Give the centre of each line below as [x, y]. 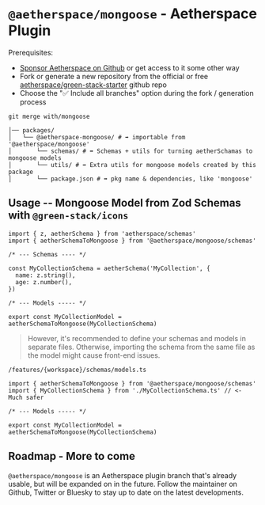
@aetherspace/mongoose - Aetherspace [133, 14]
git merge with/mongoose [49, 116]
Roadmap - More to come [72, 456]
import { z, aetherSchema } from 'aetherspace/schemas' [102, 234]
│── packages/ [32, 130]
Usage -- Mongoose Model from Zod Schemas [125, 203]
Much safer [26, 397]
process [33, 102]
